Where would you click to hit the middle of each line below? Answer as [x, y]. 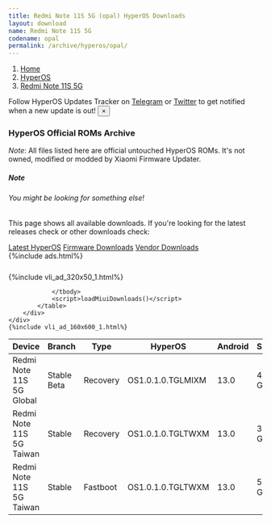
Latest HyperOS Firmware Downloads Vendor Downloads [104, 247]
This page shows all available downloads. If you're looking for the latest [127, 223]
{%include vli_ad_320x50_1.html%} [66, 277]
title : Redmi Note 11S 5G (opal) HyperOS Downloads [97, 16]
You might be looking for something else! [77, 198]
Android [233, 346]
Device [26, 346]
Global [25, 400]
